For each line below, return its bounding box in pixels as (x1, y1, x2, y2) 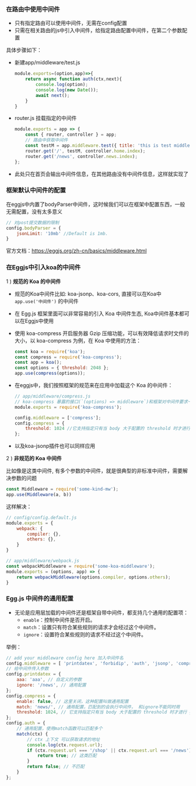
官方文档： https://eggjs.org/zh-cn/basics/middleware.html (6, 247, 147, 254)
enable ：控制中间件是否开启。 (23, 616, 96, 623)
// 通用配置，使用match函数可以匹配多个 (16, 726, 103, 732)
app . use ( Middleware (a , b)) (6, 492, 72, 498)
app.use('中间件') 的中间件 (14, 297, 79, 305)
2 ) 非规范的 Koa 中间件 (6, 455, 62, 462)
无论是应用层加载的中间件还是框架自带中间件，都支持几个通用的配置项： (14, 609, 188, 616)
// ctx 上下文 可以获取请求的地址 (27, 736, 100, 742)
